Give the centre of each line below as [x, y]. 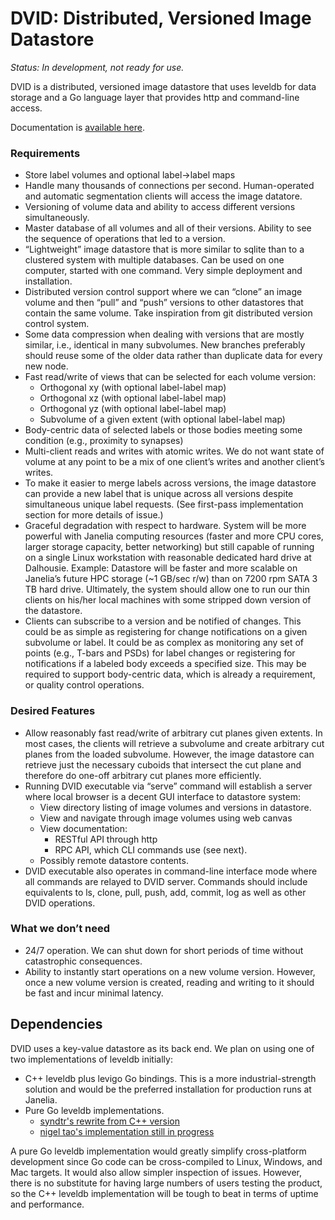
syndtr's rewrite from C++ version [109, 1121]
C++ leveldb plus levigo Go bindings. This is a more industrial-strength [170, 1078]
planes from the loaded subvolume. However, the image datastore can [169, 754]
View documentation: [83, 828]
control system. [57, 324]
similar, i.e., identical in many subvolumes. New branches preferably [165, 345]
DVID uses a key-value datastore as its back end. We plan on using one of [162, 1048]
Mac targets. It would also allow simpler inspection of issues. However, [156, 1172]
